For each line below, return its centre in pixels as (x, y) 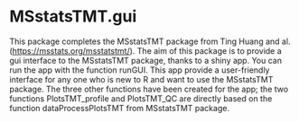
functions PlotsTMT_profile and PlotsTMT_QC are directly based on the (141, 98)
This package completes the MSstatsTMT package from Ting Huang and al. (150, 41)
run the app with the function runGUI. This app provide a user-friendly (140, 70)
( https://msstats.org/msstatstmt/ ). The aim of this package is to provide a (145, 50)
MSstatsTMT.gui (73, 17)
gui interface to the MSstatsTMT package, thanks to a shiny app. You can (146, 60)
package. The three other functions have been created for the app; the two (149, 89)
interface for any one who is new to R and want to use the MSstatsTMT (141, 79)
